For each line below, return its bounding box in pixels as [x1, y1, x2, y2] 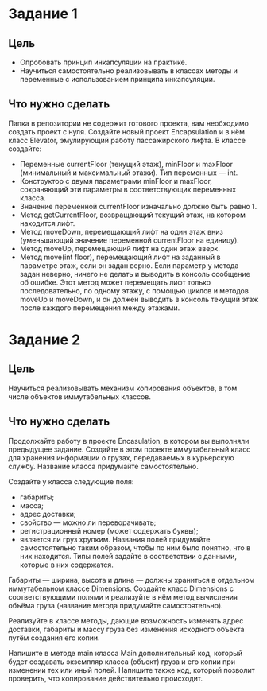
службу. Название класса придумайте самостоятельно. [8, 461, 199, 471]
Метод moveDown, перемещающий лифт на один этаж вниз [19, 227, 224, 236]
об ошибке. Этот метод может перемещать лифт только [19, 278, 211, 287]
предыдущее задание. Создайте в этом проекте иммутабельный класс [8, 444, 251, 454]
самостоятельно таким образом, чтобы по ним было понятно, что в [19, 542, 251, 553]
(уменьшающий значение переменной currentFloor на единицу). [19, 235, 240, 245]
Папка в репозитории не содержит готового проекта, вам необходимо [8, 118, 249, 128]
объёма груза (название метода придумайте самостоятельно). [8, 600, 224, 610]
